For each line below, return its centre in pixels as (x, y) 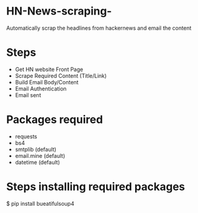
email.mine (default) (40, 155)
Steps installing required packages (96, 187)
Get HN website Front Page (49, 69)
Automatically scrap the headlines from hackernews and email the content (99, 28)
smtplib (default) (35, 149)
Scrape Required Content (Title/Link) (61, 76)
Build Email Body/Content (47, 82)
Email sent (28, 95)
